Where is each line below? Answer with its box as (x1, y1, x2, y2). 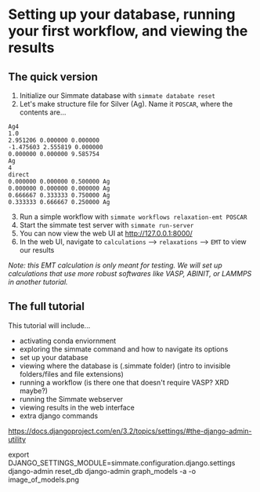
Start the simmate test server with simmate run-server (19, 220, 194, 229)
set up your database (19, 352, 88, 362)
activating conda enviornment (19, 336, 117, 345)
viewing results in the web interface (19, 403, 135, 412)
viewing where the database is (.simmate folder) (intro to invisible (19, 361, 231, 370)
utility (8, 434, 26, 444)
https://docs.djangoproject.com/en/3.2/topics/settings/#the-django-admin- (8, 426, 252, 436)
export (8, 450, 30, 459)
